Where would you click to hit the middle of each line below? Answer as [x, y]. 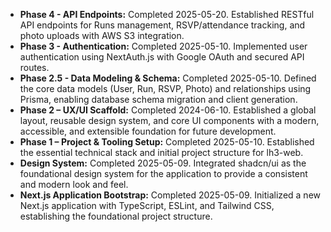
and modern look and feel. [74, 184]
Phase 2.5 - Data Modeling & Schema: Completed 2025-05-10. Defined [168, 78]
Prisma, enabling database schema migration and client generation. [158, 99]
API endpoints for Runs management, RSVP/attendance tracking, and [162, 25]
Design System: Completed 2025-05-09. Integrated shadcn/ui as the [163, 163]
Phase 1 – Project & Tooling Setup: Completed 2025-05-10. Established [167, 142]
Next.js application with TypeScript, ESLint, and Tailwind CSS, [147, 205]
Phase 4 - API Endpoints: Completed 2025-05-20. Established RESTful [167, 14]
